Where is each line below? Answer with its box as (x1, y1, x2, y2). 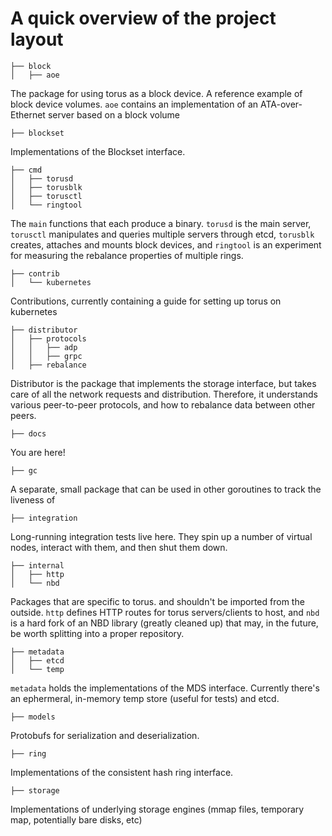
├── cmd (10, 165, 43, 175)
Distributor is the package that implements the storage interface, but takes (10, 377, 317, 389)
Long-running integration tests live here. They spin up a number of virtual (10, 530, 313, 542)
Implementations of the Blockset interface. (10, 145, 186, 157)
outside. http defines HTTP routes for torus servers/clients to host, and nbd (10, 606, 320, 618)
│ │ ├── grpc (10, 351, 83, 361)
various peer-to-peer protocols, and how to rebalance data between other (10, 398, 316, 411)
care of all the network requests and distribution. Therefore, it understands (10, 388, 318, 400)
